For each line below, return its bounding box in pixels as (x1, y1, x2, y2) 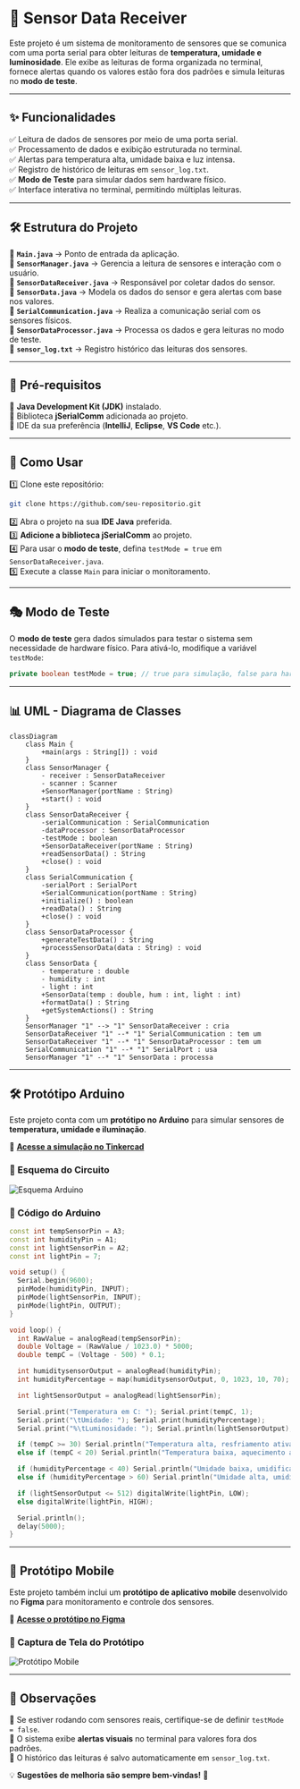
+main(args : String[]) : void (41, 747, 158, 757)
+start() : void (41, 794, 102, 803)
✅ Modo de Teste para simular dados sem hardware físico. (9, 174, 227, 184)
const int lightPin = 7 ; (9, 1251, 102, 1260)
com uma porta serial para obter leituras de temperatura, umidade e (9, 47, 262, 57)
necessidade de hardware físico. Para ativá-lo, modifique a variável (9, 642, 257, 653)
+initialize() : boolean (41, 896, 134, 905)
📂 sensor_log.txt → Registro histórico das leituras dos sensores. (9, 343, 248, 354)
